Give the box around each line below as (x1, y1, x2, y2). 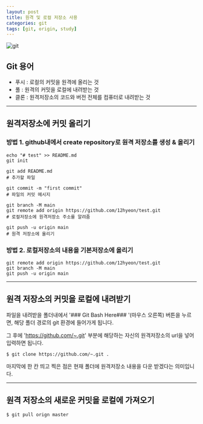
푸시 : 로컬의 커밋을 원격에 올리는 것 (14, 79, 99, 86)
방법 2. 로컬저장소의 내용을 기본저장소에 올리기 (6, 246, 134, 254)
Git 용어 (6, 61, 34, 71)
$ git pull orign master (6, 411, 69, 417)
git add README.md (6, 168, 53, 174)
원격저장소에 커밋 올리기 (6, 118, 91, 129)
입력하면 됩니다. (6, 339, 44, 346)
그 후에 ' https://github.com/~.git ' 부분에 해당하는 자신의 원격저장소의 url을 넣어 (6, 332, 195, 339)
